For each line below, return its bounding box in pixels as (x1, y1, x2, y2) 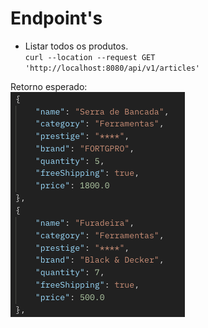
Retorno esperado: (10, 80, 88, 92)
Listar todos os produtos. (24, 40, 129, 52)
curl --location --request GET (24, 52, 156, 62)
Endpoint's (10, 7, 103, 30)
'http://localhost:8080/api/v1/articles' (24, 63, 200, 73)
